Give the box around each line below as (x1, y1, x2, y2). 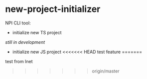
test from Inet (5, 58, 33, 64)
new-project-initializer (5, 3, 101, 15)
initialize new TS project (12, 29, 62, 35)
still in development (5, 39, 45, 45)
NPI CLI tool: (5, 20, 31, 26)
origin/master (92, 68, 120, 74)
